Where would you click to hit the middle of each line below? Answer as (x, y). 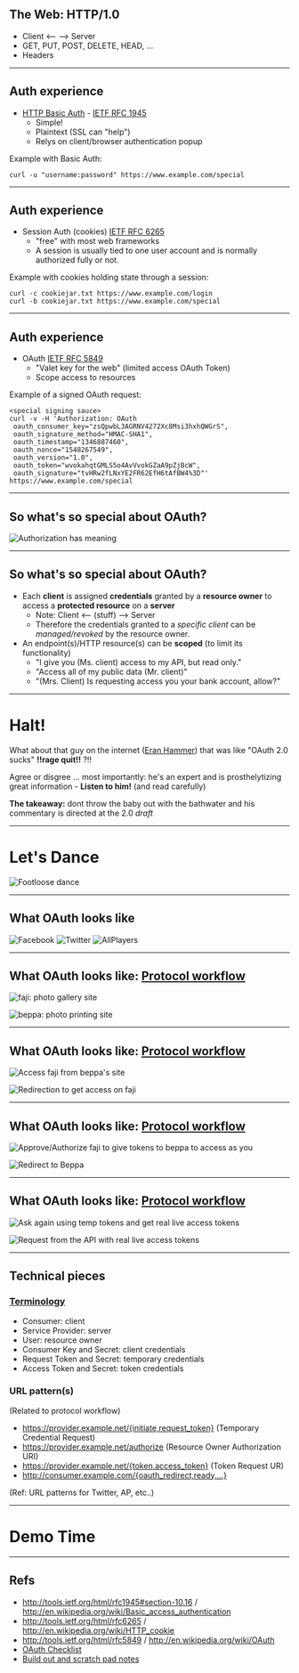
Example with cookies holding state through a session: (109, 277)
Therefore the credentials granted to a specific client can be (145, 624)
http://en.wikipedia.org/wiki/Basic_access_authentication (126, 1612)
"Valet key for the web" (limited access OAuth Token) (133, 368)
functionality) (46, 653)
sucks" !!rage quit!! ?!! (50, 759)
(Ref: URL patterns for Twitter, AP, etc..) (82, 1492)
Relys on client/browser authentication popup (119, 141)
